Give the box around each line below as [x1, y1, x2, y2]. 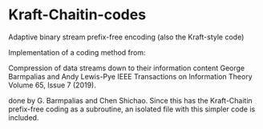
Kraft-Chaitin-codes [8, 6, 147, 24]
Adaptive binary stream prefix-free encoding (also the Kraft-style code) [8, 32, 245, 42]
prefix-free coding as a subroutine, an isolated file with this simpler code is [8, 104, 256, 114]
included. [8, 112, 39, 122]
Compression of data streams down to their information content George [8, 62, 245, 73]
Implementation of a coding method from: [8, 47, 146, 57]
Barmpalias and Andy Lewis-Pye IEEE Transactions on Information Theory [8, 71, 253, 81]
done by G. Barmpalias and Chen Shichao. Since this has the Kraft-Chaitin [8, 95, 253, 105]
